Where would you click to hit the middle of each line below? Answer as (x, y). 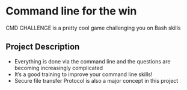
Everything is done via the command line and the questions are (92, 61)
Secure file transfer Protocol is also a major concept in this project (96, 80)
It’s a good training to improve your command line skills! (83, 74)
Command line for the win (71, 11)
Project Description (43, 47)
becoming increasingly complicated (59, 68)
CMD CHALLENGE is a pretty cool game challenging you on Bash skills (93, 28)
